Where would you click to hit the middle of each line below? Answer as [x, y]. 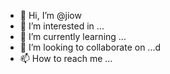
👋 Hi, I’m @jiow [50, 15]
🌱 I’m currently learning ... [73, 36]
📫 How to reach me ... [66, 58]
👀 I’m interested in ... [62, 26]
